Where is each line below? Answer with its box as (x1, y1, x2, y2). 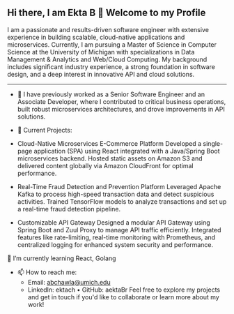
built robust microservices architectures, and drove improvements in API (17, 105, 225, 113)
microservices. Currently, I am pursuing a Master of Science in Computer (7, 40, 217, 49)
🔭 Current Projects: (17, 126, 72, 134)
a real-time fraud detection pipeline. (17, 204, 120, 213)
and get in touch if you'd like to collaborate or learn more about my (27, 292, 219, 301)
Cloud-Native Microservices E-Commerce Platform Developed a (17, 139, 202, 147)
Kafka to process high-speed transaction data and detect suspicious (17, 190, 214, 198)
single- (203, 139, 224, 147)
